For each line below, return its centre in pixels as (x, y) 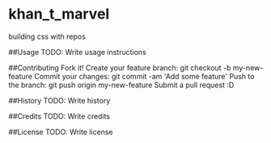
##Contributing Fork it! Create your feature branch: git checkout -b (120, 67)
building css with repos (47, 36)
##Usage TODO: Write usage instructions (78, 52)
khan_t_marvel (59, 14)
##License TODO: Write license (61, 132)
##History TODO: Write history (59, 100)
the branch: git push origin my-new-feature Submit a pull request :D (121, 85)
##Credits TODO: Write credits (59, 116)
